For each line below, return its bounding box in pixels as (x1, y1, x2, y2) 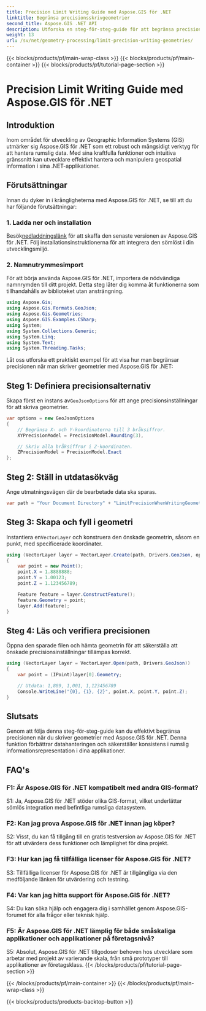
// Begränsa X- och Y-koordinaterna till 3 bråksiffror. (17, 426, 166, 433)
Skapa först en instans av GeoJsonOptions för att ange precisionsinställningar (6, 397, 198, 404)
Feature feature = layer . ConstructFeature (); (17, 591, 136, 598)
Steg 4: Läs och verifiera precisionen (6, 625, 150, 636)
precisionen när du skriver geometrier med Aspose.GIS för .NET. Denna (6, 734, 187, 741)
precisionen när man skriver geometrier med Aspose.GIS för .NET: (6, 363, 174, 370)
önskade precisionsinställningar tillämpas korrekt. (6, 649, 132, 656)
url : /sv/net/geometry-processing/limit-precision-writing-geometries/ (6, 37, 193, 44)
